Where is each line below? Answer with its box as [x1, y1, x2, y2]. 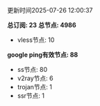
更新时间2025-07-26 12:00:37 [7, 6, 93, 14]
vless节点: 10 [17, 36, 55, 44]
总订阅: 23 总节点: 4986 [7, 21, 76, 29]
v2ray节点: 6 [17, 74, 53, 82]
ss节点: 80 [17, 66, 48, 73]
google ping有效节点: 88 [7, 51, 78, 59]
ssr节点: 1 [17, 91, 45, 100]
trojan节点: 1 [17, 83, 52, 91]
